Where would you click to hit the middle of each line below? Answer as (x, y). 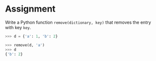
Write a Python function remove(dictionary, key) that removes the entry (78, 22)
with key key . (18, 27)
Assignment (30, 9)
